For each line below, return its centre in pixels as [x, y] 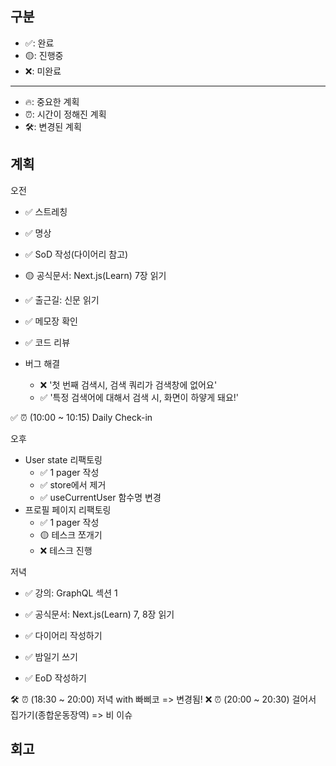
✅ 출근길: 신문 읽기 [62, 299]
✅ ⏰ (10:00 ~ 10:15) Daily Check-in [81, 417]
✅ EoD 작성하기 [55, 678]
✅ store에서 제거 [73, 484]
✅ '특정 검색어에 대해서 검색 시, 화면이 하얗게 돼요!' [139, 397]
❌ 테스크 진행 [66, 550]
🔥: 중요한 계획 [52, 101]
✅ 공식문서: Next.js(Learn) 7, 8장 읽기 [99, 614]
